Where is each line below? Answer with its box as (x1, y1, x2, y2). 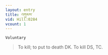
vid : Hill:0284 (5, 17, 38, 22)
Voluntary (5, 35, 26, 40)
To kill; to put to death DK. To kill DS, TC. (17, 44, 103, 50)
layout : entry (5, 7, 36, 13)
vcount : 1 (5, 21, 26, 27)
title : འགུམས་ (5, 12, 33, 17)
